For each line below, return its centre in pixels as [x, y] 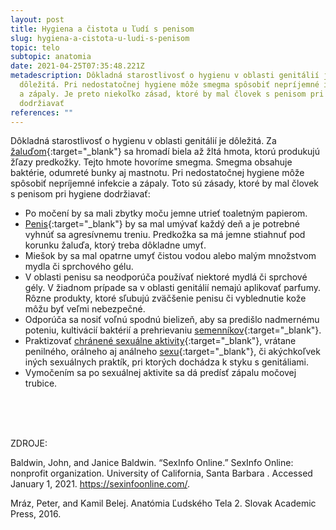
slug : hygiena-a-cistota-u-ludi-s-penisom [100, 38]
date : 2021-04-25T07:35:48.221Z [77, 66]
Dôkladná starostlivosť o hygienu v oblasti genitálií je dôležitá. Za [143, 141]
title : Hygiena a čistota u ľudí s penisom [102, 29]
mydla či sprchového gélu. [79, 267]
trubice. [41, 383]
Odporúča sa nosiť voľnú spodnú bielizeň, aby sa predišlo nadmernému [172, 320]
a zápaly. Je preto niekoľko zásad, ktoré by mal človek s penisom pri [172, 94]
